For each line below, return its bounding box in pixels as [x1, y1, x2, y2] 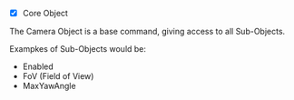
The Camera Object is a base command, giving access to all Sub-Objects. [9, 26, 286, 37]
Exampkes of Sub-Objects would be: [9, 44, 147, 55]
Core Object [22, 8, 68, 18]
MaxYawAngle [22, 81, 76, 92]
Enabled [22, 61, 54, 72]
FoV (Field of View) [22, 71, 94, 82]
